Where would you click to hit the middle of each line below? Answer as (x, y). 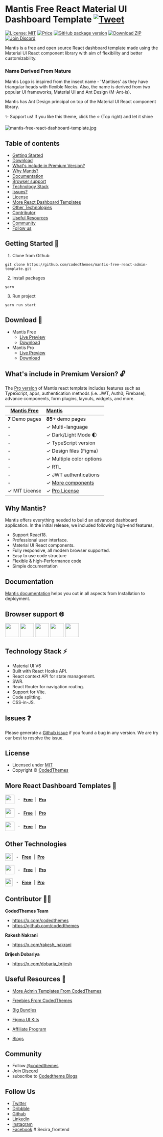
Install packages (29, 278)
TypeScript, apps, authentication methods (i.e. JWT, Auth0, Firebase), (75, 393)
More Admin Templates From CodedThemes (57, 991)
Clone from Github (31, 255)
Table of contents (32, 143)
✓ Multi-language (67, 427)
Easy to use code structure (39, 556)
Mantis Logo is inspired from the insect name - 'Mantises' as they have (77, 81)
